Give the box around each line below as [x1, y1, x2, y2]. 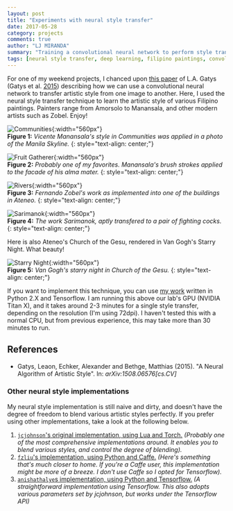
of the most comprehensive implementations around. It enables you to [17, 438, 218, 446]
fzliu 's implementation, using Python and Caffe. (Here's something [17, 453, 211, 461]
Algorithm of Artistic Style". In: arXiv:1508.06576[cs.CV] [17, 369, 177, 378]
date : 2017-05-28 [7, 23, 58, 30]
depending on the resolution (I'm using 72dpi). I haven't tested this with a [7, 308, 216, 317]
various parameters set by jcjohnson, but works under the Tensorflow [17, 489, 217, 498]
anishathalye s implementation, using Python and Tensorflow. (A [17, 475, 201, 483]
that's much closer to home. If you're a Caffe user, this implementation [17, 460, 220, 469]
